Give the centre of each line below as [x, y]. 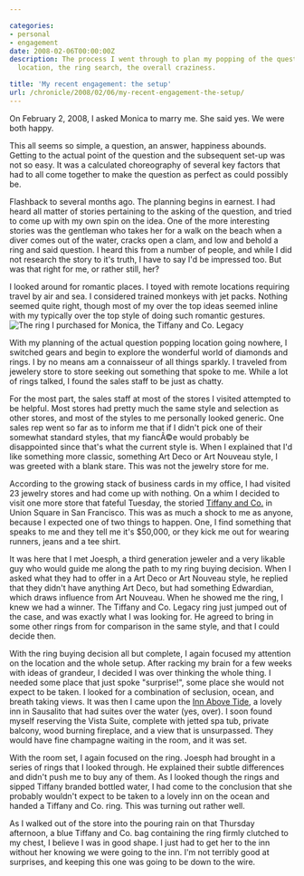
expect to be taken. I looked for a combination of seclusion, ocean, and [142, 692]
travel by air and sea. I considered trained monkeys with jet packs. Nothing [148, 296]
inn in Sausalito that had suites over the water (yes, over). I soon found [141, 711]
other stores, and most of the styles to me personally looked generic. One [147, 418]
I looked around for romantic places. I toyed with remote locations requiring [150, 286]
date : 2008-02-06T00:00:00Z [62, 51]
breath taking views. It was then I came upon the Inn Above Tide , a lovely [146, 701]
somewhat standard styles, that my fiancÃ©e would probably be [129, 437]
